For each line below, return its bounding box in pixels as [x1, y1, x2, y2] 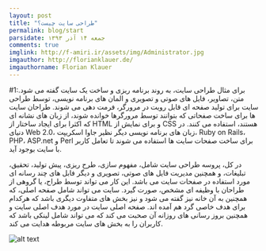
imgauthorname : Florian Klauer [9, 64, 112, 71]
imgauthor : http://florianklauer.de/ [9, 56, 134, 64]
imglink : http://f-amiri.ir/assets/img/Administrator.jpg [9, 48, 204, 56]
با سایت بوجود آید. [9, 144, 63, 153]
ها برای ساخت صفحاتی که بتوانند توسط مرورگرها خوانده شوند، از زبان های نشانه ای [9, 110, 256, 120]
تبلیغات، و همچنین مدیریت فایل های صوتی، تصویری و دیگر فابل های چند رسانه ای [9, 168, 246, 177]
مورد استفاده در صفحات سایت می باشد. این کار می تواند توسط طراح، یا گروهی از [9, 176, 251, 186]
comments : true [9, 41, 59, 49]
